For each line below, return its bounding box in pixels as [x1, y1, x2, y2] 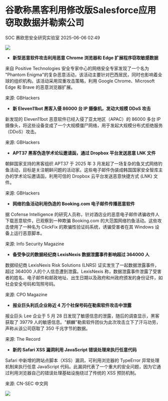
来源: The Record [5, 336, 41, 342]
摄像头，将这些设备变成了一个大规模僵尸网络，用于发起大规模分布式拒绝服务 [5, 122, 163, 128]
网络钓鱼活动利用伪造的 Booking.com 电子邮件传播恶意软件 [12, 200, 135, 207]
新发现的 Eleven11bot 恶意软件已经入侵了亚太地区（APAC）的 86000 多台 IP [5, 116, 161, 122]
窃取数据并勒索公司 [5, 17, 84, 29]
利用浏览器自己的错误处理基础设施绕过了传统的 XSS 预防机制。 [9, 369, 139, 376]
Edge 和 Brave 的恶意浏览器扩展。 [5, 84, 75, 90]
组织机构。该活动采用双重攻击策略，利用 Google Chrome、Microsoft [13, 78, 155, 84]
